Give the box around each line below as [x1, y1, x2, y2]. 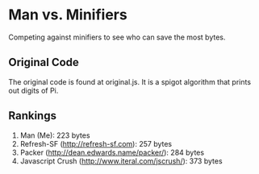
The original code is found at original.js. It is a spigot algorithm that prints [8, 77, 252, 86]
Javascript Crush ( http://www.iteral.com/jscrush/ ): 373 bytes [19, 155, 223, 166]
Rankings [8, 109, 56, 122]
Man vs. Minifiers [8, 6, 127, 24]
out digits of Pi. [8, 85, 59, 95]
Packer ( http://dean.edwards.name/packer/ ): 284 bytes [19, 147, 204, 157]
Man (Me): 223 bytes [19, 130, 90, 140]
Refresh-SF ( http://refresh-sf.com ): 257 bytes [19, 139, 172, 148]
